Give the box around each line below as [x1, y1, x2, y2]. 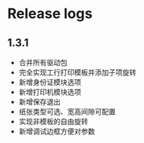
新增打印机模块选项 [18, 87, 82, 97]
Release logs [7, 5, 93, 23]
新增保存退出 [18, 97, 61, 106]
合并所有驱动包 [18, 58, 68, 67]
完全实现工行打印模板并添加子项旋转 [18, 68, 137, 77]
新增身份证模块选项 [18, 78, 82, 86]
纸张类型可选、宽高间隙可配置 [18, 107, 116, 116]
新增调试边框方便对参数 [18, 126, 95, 136]
